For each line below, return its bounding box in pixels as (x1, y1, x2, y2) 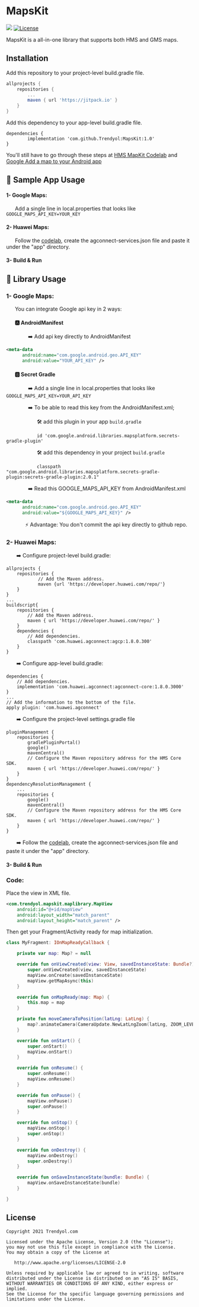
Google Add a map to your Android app (6, 158, 102, 165)
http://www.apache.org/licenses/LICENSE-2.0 (14, 1259, 126, 1265)
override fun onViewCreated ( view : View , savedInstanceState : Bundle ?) (17, 961, 195, 967)
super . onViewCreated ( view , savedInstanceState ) (27, 967, 147, 973)
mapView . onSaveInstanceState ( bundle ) (27, 1180, 120, 1186)
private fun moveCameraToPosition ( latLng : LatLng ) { (17, 1016, 150, 1022)
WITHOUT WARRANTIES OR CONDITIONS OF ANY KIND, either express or (6, 1280, 174, 1286)
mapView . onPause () (27, 1098, 73, 1104)
